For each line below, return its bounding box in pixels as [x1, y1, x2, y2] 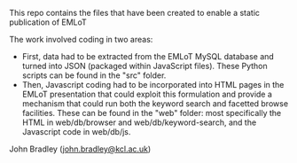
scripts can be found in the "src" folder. [21, 70, 167, 81]
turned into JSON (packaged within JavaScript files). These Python [21, 61, 268, 71]
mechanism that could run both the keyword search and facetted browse [21, 98, 289, 109]
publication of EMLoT [9, 17, 87, 27]
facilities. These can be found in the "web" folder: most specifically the [21, 108, 282, 118]
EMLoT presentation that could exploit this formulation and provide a [21, 89, 273, 99]
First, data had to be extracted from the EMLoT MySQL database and [21, 51, 275, 61]
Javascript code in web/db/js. [21, 127, 131, 136]
